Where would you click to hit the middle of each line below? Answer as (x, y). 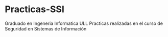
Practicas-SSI (35, 9)
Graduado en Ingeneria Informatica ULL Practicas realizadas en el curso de (84, 23)
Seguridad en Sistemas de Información (46, 28)
